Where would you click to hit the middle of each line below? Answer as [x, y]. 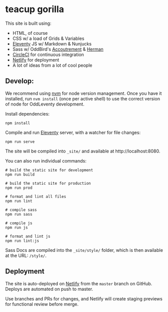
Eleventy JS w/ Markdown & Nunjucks [52, 43]
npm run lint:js [22, 241]
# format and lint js [28, 236]
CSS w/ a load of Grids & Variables [48, 38]
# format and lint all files [36, 196]
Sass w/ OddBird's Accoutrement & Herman [58, 49]
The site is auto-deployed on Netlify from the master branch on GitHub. [79, 283]
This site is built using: [28, 23]
